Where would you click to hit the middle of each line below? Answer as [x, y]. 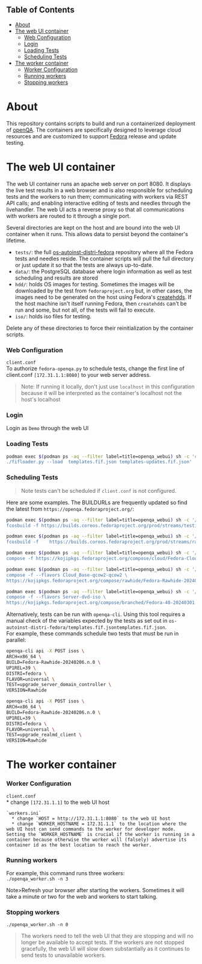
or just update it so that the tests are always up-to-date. [84, 265]
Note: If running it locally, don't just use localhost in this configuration [108, 387]
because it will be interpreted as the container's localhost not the [101, 393]
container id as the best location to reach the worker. [79, 845]
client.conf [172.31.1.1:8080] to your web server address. [79, 374]
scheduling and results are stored [56, 278]
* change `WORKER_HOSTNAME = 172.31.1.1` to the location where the [99, 824]
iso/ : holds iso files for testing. [53, 316]
